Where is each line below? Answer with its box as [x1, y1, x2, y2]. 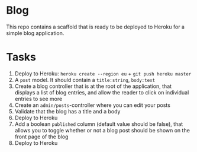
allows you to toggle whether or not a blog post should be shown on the [14, 126, 190, 134]
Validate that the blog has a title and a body [14, 107, 121, 115]
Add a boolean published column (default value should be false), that [14, 120, 183, 128]
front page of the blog [14, 133, 69, 140]
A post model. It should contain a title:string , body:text [14, 76, 156, 83]
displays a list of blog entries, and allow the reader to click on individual [14, 88, 189, 96]
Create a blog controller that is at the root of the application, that [14, 83, 172, 90]
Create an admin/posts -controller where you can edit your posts [14, 102, 170, 109]
